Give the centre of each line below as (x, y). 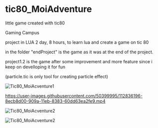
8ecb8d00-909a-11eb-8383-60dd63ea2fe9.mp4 (55, 101)
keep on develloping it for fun (35, 67)
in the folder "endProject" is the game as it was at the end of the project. (79, 52)
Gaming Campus (22, 32)
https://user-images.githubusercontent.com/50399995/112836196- (74, 96)
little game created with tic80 (35, 23)
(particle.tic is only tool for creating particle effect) (57, 76)
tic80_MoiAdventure (48, 9)
